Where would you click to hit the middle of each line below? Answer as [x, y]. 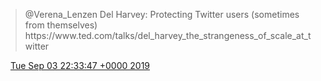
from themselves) [61, 25]
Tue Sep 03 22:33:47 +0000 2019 [80, 65]
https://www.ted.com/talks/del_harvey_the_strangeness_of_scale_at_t [168, 35]
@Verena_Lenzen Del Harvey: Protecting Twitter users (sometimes [162, 14]
